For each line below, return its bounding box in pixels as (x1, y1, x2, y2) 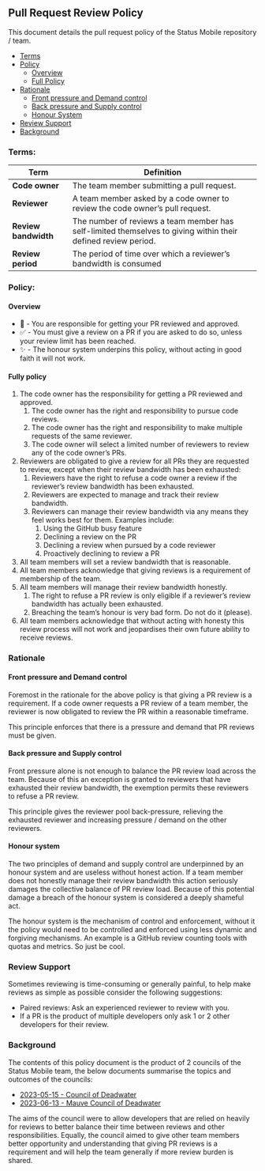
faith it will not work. (19, 353, 86, 363)
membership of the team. (19, 574, 103, 584)
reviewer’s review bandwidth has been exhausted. (31, 482, 195, 491)
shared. (8, 1155, 33, 1165)
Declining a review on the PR (43, 532, 136, 542)
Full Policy (31, 76, 65, 85)
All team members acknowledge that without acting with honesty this (19, 616, 244, 625)
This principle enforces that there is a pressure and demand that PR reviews (8, 722, 255, 731)
